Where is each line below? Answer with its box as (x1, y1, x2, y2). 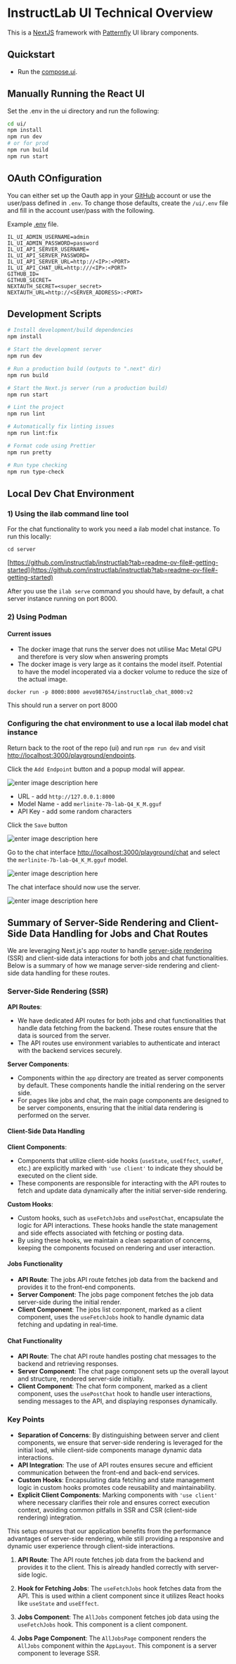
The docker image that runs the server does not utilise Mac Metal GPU (17, 645, 222, 653)
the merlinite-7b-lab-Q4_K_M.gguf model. (7, 855, 129, 864)
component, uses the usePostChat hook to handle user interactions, (17, 1390, 212, 1398)
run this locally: (7, 532, 51, 541)
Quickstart (7, 49, 55, 61)
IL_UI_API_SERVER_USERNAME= (7, 245, 90, 253)
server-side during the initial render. (17, 1298, 122, 1307)
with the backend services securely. (17, 1046, 122, 1054)
